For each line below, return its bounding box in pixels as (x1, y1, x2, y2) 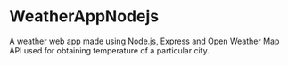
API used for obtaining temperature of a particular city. (9, 45, 210, 55)
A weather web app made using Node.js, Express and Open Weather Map (9, 36, 280, 46)
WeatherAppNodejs (9, 6, 159, 27)
